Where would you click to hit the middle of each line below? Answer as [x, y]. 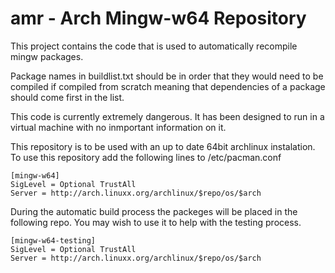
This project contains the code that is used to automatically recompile [154, 46]
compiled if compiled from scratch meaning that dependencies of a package [168, 86]
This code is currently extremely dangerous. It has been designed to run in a [167, 116]
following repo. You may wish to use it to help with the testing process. [156, 222]
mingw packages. [47, 56]
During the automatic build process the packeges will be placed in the [154, 211]
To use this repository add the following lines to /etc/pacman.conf [146, 157]
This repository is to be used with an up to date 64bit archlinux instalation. [163, 146]
